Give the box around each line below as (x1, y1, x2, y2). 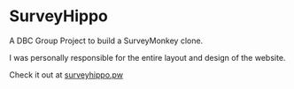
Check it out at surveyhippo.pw (9, 69, 124, 80)
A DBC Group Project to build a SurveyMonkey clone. (9, 35, 204, 46)
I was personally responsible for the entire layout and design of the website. (9, 52, 286, 63)
